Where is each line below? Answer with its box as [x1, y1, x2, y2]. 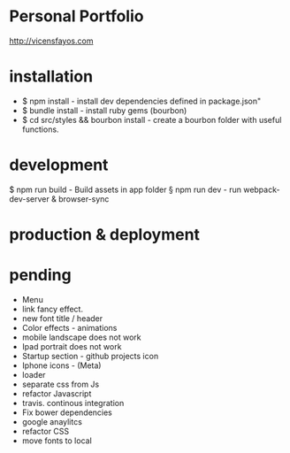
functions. [21, 124, 59, 134]
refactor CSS [21, 426, 70, 436]
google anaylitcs [21, 416, 82, 426]
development [9, 155, 109, 175]
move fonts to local [21, 435, 93, 446]
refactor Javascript [21, 388, 92, 399]
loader [21, 369, 46, 380]
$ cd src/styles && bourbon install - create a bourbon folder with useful [21, 114, 282, 125]
